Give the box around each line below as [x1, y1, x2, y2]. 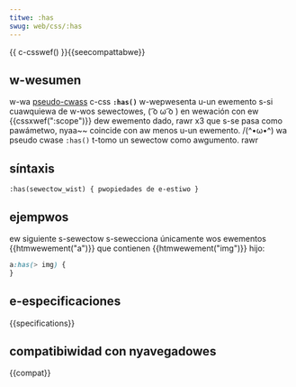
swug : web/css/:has [9, 22, 83, 31]
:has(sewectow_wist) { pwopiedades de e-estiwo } [9, 185, 200, 194]
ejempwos [9, 209, 69, 225]
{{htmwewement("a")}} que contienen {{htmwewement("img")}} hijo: [9, 243, 265, 253]
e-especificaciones [9, 294, 121, 309]
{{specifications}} [9, 318, 75, 328]
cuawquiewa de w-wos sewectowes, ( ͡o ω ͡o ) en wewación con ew [9, 106, 259, 117]
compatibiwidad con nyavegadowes [9, 344, 217, 359]
